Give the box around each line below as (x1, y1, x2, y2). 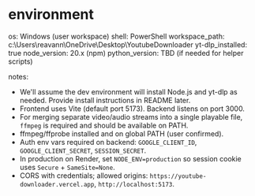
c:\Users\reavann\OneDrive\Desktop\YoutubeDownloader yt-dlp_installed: (8, 39, 247, 49)
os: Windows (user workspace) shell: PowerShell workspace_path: (8, 31, 225, 41)
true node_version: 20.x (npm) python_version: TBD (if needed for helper (8, 48, 244, 57)
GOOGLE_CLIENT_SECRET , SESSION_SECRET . (19, 146, 147, 155)
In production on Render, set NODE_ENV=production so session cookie (19, 153, 242, 163)
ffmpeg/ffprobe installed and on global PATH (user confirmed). (19, 128, 224, 139)
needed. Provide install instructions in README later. (19, 95, 191, 105)
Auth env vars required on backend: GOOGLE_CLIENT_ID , (19, 137, 197, 146)
